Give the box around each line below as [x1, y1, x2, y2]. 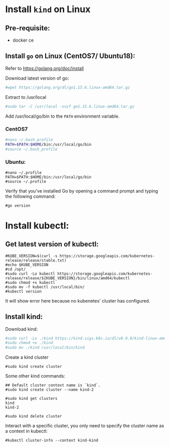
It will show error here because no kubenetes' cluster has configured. [5, 297, 150, 304]
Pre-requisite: [5, 24, 50, 32]
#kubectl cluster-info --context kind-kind [5, 438, 99, 443]
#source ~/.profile [5, 179, 47, 184]
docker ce [12, 37, 34, 43]
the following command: [5, 193, 56, 199]
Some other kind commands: [5, 373, 66, 379]
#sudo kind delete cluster [5, 414, 62, 419]
